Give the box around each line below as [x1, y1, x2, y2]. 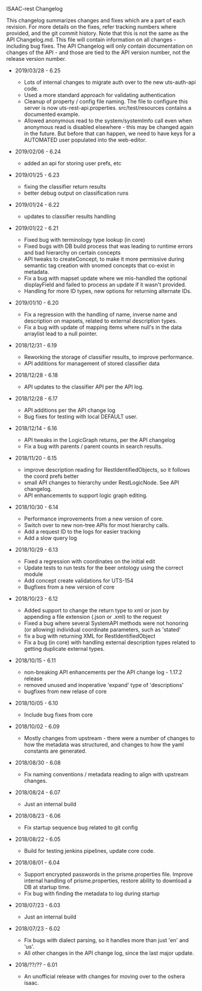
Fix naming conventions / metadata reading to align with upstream [24, 771, 189, 777]
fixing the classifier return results [24, 183, 107, 190]
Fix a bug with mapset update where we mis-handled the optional [24, 274, 187, 282]
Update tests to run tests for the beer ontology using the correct [24, 564, 184, 571]
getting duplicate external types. [24, 645, 105, 652]
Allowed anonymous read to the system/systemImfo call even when [24, 117, 192, 124]
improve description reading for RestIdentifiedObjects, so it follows [24, 466, 191, 473]
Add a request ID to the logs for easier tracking [24, 528, 140, 535]
